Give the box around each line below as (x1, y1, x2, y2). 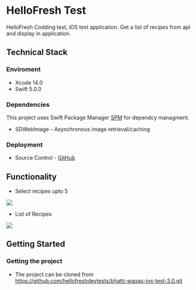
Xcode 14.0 (14, 79, 43, 86)
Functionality (6, 172, 57, 182)
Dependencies (6, 100, 50, 109)
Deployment (6, 140, 43, 149)
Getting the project (6, 257, 63, 265)
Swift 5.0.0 (14, 85, 42, 92)
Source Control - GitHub (14, 154, 75, 162)
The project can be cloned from (14, 271, 94, 278)
